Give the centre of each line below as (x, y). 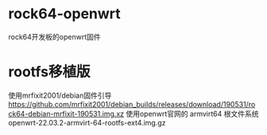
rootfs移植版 (49, 72)
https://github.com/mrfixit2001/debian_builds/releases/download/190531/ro (132, 104)
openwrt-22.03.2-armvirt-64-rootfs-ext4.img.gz (87, 122)
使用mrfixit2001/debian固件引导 (60, 95)
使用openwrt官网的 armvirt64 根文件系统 (192, 114)
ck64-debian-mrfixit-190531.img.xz (66, 114)
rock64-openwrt (64, 14)
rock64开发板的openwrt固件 (54, 37)
